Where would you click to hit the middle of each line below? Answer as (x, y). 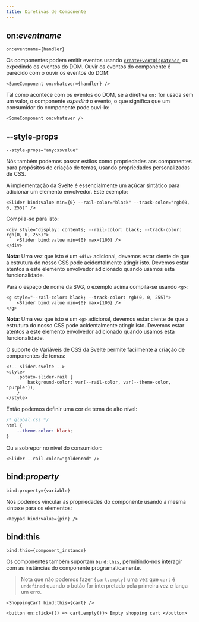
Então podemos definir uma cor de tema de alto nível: (72, 409)
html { (14, 425)
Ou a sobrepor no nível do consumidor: (54, 448)
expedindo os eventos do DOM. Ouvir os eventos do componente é (89, 67)
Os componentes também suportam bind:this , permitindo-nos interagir (94, 561)
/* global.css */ (28, 420)
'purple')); (21, 388)
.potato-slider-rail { (45, 377)
